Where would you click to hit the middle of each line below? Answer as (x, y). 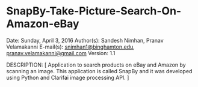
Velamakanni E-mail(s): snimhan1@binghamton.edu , (71, 47)
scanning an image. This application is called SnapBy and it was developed (99, 71)
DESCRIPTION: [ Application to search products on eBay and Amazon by (96, 65)
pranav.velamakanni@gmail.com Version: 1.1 (61, 53)
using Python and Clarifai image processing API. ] (68, 77)
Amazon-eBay (43, 24)
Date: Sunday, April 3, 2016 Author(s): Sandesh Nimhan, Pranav (85, 40)
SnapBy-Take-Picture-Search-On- (94, 11)
